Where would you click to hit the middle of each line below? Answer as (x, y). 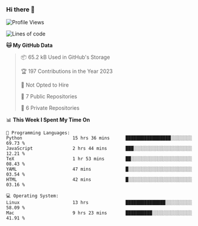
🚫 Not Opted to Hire (45, 85)
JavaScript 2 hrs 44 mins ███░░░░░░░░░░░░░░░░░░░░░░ (99, 149)
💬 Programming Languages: (38, 133)
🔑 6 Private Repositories (50, 108)
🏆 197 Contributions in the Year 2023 (67, 71)
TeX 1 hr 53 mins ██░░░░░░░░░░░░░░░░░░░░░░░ (99, 159)
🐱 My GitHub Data (30, 45)
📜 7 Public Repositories (49, 97)
